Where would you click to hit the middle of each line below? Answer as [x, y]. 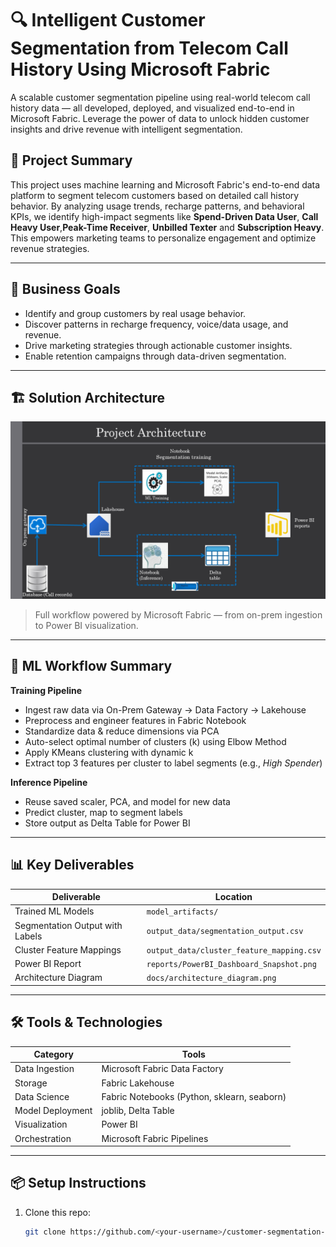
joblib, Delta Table [138, 1111]
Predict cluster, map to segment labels [103, 812]
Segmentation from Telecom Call [149, 48]
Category [54, 1054]
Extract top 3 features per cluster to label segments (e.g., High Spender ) [173, 763]
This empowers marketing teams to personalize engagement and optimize [163, 238]
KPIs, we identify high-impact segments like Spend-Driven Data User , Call [164, 216]
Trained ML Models [54, 911]
